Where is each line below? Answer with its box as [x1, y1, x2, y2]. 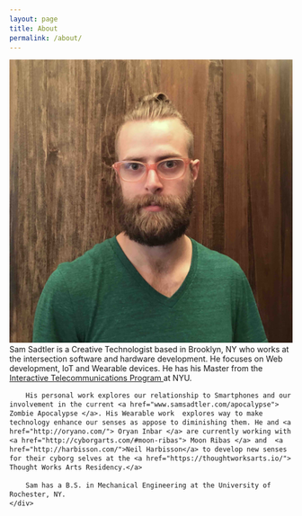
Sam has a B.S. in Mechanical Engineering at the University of [25, 481, 271, 490]
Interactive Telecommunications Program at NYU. [9, 372, 192, 383]
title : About [9, 23, 58, 33]
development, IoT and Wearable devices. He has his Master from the [9, 362, 263, 373]
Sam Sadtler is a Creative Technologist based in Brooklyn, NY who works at [9, 343, 289, 354]
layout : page [9, 14, 58, 23]
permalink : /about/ [9, 33, 83, 42]
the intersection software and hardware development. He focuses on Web [9, 353, 283, 364]
